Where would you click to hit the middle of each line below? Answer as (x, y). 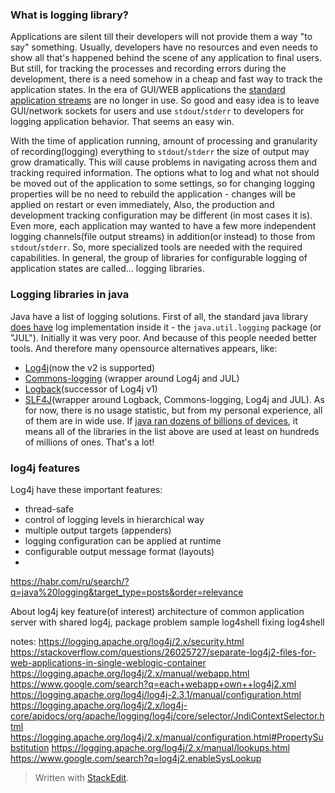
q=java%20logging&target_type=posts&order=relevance (127, 592)
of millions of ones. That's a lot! (89, 442)
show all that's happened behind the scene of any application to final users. (166, 58)
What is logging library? (69, 15)
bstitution (30, 747)
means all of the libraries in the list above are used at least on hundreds (172, 431)
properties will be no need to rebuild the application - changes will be (153, 194)
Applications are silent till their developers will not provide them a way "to (161, 37)
